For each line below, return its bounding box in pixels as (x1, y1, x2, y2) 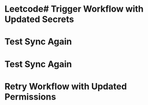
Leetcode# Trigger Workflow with (4, 3, 144, 15)
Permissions (4, 91, 56, 102)
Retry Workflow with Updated (4, 81, 127, 92)
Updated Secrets (4, 14, 74, 25)
